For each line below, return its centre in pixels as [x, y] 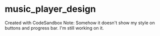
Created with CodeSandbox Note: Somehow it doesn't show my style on [80, 23]
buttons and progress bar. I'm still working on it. [54, 28]
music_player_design [50, 9]
